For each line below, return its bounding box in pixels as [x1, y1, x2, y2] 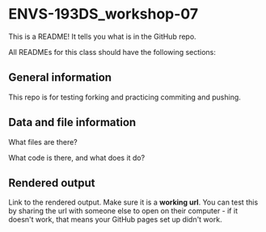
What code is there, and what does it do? [8, 153, 146, 162]
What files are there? [8, 137, 78, 146]
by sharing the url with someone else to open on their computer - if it [8, 206, 239, 216]
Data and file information [8, 116, 137, 129]
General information [8, 70, 112, 85]
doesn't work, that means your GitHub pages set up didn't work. [8, 215, 222, 225]
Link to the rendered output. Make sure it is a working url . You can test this [8, 197, 259, 207]
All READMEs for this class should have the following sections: [8, 47, 217, 57]
